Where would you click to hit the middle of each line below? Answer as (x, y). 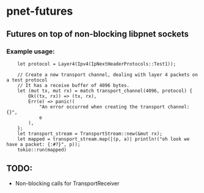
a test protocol (27, 80)
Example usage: (31, 51)
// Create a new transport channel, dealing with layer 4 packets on (108, 75)
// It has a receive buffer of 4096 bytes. (74, 85)
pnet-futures (40, 11)
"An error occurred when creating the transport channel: (114, 107)
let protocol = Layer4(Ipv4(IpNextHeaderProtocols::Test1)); (97, 64)
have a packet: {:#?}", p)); (43, 144)
